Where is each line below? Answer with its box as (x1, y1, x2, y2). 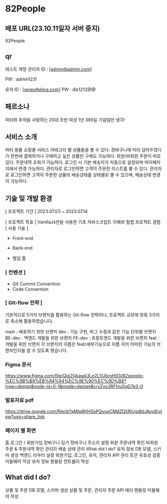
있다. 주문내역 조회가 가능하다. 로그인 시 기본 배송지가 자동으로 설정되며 (5, 159, 144, 165)
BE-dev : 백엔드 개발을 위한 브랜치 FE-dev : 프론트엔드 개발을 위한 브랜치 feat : (5, 334, 160, 340)
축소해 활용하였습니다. (10, 318, 53, 324)
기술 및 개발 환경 (5, 194, 52, 202)
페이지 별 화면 (5, 427, 36, 434)
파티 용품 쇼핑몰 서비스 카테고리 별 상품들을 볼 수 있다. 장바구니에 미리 (5, 147, 141, 153)
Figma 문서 (5, 361, 31, 368)
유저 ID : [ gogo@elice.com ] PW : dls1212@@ (5, 86, 96, 92)
